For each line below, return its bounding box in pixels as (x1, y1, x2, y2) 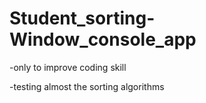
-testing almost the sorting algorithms (9, 80, 165, 92)
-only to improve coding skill (9, 61, 127, 73)
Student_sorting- (9, 7, 156, 30)
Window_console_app (9, 28, 197, 51)
